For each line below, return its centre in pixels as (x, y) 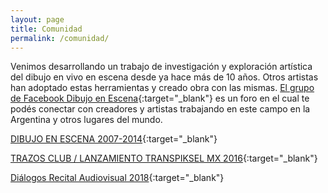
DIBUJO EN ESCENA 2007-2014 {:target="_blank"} (114, 139)
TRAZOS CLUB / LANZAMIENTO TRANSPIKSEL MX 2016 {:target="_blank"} (164, 158)
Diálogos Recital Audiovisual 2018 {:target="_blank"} (117, 178)
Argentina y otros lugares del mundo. (86, 120)
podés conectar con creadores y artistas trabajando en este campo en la (160, 109)
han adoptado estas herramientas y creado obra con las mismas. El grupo (162, 88)
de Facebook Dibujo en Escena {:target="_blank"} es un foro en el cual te (160, 98)
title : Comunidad (46, 29)
